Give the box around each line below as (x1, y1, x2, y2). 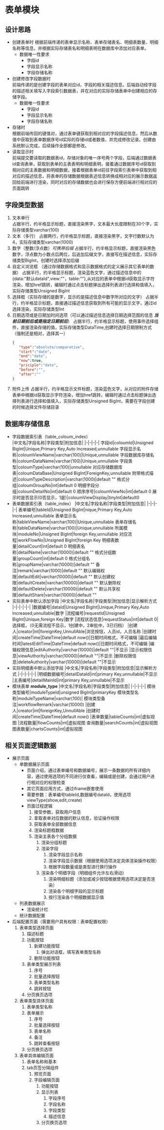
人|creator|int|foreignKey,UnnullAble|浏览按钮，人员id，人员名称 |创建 (12, 628, 152, 634)
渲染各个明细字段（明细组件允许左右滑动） (41, 870, 127, 876)
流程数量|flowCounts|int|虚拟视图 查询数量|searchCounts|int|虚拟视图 (19, 719, 158, 726)
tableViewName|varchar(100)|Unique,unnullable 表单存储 (18, 519, 132, 525)
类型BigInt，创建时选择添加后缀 (16, 257, 79, 263)
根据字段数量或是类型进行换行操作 (48, 864, 117, 870)
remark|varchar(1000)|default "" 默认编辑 (18, 567, 101, 573)
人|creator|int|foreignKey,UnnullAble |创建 (12, 707, 96, 714)
